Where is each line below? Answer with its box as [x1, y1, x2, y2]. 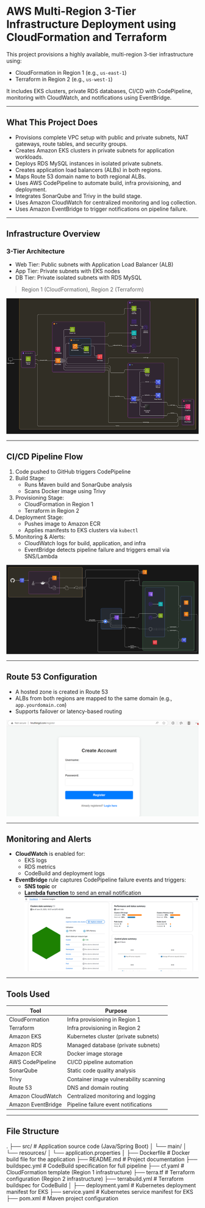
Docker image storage [67, 1049, 123, 1057]
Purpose [105, 1006, 128, 1014]
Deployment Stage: [15, 513, 64, 521]
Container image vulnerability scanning [67, 1075, 166, 1082]
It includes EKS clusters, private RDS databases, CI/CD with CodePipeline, [6, 87, 193, 94]
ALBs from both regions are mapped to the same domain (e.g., [15, 694, 173, 702]
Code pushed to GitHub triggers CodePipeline [15, 467, 131, 475]
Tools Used [6, 989, 50, 999]
